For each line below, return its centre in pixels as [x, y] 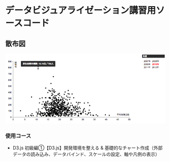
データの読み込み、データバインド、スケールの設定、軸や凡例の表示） [86, 154]
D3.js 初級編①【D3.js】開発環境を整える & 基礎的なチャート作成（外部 [88, 148]
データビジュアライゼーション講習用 [81, 10]
